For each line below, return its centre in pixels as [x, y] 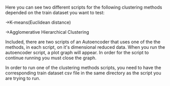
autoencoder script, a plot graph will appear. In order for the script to [77, 53]
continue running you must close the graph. [51, 58]
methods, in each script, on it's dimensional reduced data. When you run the [85, 47]
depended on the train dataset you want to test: [55, 13]
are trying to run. [23, 78]
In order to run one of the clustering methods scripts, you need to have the [83, 68]
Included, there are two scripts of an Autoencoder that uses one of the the [83, 42]
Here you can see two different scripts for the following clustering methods [84, 7]
